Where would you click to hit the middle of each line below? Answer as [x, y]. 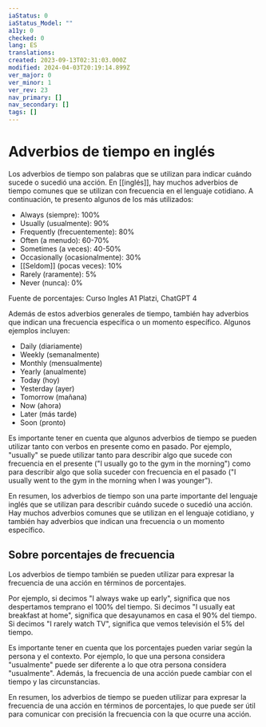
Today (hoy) [40, 379]
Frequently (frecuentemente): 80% [77, 232]
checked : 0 [26, 38]
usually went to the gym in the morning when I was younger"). [111, 480]
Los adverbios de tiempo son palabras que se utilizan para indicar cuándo [130, 173]
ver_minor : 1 [30, 82]
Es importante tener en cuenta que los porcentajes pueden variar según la [131, 647]
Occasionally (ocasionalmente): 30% [80, 257]
